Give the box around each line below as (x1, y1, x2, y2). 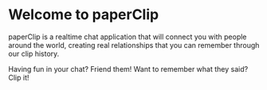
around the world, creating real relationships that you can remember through (8, 40, 260, 49)
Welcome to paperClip (8, 6, 159, 24)
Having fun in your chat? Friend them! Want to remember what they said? (8, 64, 249, 73)
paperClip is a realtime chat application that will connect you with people (8, 32, 247, 41)
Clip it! (8, 72, 29, 82)
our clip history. (8, 49, 60, 58)
